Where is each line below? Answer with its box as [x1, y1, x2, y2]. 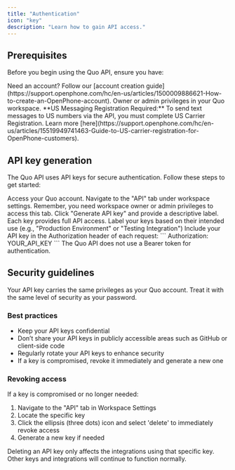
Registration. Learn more [7, 119, 79, 127]
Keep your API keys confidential [17, 326, 110, 335]
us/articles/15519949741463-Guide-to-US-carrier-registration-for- [7, 127, 199, 135]
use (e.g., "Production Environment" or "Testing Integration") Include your [7, 224, 221, 232]
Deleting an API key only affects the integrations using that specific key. [7, 447, 215, 456]
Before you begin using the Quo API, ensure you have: [7, 68, 164, 77]
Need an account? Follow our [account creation [7, 82, 145, 90]
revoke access [17, 426, 60, 435]
